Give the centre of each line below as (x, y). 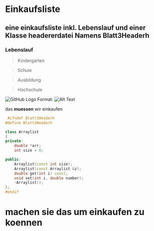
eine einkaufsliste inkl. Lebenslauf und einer (75, 28)
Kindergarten (31, 60)
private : (14, 141)
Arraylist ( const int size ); (43, 164)
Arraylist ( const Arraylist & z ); (48, 168)
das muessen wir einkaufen (34, 109)
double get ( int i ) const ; (41, 173)
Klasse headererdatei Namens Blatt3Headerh (77, 35)
